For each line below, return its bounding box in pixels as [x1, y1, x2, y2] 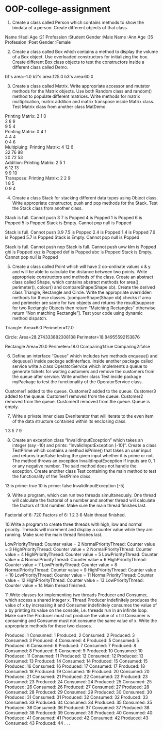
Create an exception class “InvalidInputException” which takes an [12, 437, 143, 443]
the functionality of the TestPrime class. [12, 473, 92, 479]
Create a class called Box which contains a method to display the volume [12, 49, 158, 54]
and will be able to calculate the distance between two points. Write [12, 268, 147, 274]
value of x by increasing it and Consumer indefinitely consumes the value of [5, 602, 157, 608]
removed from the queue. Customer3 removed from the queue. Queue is [5, 398, 150, 404]
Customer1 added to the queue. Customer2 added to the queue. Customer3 [5, 388, 156, 394]
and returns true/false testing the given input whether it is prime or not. [12, 452, 154, 458]
